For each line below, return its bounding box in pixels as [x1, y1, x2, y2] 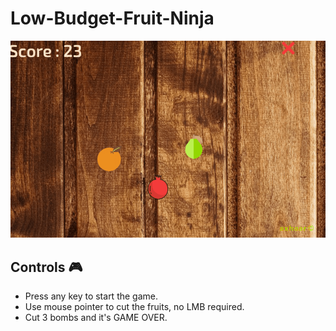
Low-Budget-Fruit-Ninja [10, 7, 215, 30]
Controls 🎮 [10, 258, 83, 276]
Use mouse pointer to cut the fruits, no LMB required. [24, 301, 245, 313]
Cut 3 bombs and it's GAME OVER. [24, 312, 168, 324]
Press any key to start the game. [24, 290, 158, 302]
